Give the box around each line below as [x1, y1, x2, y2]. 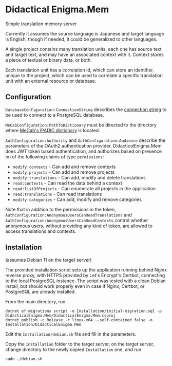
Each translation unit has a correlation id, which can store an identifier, [5, 67, 154, 73]
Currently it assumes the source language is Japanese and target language [5, 30, 164, 36]
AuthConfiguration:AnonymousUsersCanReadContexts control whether [5, 217, 148, 223]
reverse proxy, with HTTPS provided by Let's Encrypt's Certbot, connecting [5, 272, 165, 278]
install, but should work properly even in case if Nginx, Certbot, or [5, 283, 145, 289]
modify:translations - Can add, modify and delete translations [12, 174, 146, 180]
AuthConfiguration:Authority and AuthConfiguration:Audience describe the [5, 137, 166, 143]
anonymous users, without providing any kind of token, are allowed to [5, 223, 153, 229]
